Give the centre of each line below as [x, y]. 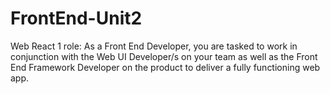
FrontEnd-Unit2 [76, 18]
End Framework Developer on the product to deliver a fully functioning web [165, 67]
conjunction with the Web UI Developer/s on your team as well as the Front [164, 56]
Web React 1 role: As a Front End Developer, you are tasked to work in [154, 46]
